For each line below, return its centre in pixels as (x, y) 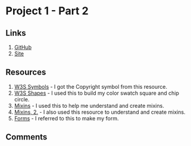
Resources (26, 72)
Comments (26, 137)
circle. (22, 99)
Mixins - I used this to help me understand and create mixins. (89, 105)
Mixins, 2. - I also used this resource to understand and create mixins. (100, 112)
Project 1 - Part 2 (47, 11)
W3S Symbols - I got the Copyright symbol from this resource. (91, 86)
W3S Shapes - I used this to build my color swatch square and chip (96, 93)
